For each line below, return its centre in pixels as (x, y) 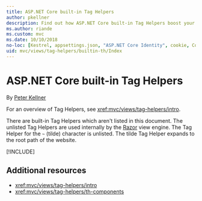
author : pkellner (28, 17)
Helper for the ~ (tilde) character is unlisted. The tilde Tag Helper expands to (100, 134)
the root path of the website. (41, 140)
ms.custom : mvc (25, 34)
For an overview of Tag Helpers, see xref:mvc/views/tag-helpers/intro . (93, 109)
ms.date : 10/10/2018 (32, 40)
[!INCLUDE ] (20, 152)
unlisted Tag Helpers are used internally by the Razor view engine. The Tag (99, 127)
